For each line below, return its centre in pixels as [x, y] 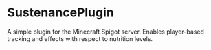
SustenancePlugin [61, 13]
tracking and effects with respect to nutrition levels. [80, 38]
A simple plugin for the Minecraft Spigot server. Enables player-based [106, 32]
